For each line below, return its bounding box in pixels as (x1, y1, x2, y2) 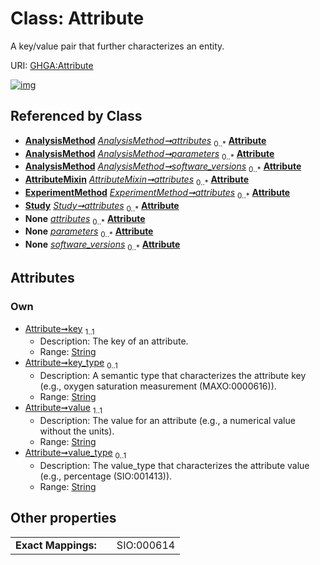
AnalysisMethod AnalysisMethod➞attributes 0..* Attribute (24, 134, 267, 149)
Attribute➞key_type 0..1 (24, 357, 118, 371)
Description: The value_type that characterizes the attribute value (39, 459, 310, 471)
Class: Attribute (10, 7, 145, 30)
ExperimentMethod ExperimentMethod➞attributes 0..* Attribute (24, 186, 291, 201)
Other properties (10, 510, 117, 527)
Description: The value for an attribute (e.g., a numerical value (39, 415, 296, 426)
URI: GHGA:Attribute (10, 59, 94, 71)
